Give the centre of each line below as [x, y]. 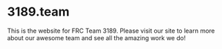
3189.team [38, 12]
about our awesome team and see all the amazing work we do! [96, 37]
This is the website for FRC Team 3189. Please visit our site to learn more [111, 31]
